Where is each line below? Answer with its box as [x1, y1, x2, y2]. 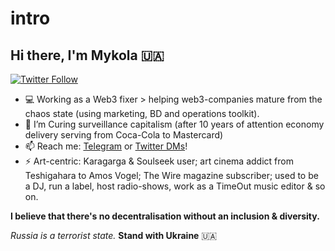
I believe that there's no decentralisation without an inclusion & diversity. [10, 210, 320, 222]
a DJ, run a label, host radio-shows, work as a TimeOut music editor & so [24, 180, 326, 192]
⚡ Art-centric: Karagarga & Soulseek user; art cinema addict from [24, 155, 294, 167]
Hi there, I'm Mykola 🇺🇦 [10, 47, 165, 64]
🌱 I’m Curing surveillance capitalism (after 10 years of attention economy [24, 118, 325, 130]
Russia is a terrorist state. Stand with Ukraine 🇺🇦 [10, 230, 218, 241]
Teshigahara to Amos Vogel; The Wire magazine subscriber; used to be [24, 170, 319, 181]
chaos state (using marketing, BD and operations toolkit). [24, 108, 260, 119]
